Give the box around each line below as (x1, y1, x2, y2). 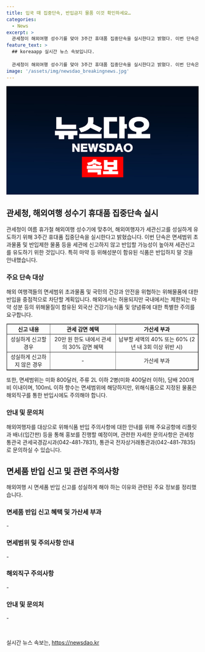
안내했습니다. (6, 256, 38, 263)
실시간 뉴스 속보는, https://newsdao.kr (6, 639, 99, 646)
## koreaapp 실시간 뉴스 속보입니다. (12, 49, 95, 55)
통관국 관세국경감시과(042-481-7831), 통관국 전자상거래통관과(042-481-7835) (6, 439, 196, 446)
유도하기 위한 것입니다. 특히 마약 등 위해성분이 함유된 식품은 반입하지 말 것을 (12, 248, 193, 256)
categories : (6, 16, 37, 23)
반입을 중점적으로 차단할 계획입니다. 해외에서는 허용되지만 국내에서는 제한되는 (6, 296, 191, 303)
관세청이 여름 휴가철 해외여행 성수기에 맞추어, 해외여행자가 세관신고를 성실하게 (6, 226, 192, 233)
